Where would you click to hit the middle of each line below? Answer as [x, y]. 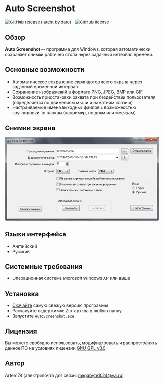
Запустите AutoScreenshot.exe [43, 316]
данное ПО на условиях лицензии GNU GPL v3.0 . [56, 348]
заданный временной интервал [45, 86]
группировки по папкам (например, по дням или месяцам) [74, 112]
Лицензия [21, 331]
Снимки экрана [30, 128]
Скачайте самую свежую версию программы [60, 305]
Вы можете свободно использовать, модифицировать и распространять [81, 343]
